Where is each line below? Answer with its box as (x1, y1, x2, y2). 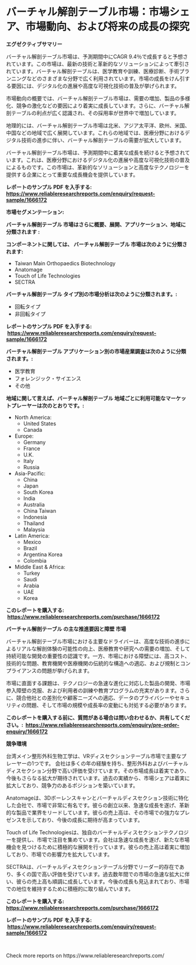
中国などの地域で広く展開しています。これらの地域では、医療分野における (6, 129, 185, 136)
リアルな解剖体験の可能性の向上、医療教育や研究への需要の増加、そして (16, 645, 191, 652)
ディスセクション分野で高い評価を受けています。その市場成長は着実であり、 (6, 767, 190, 774)
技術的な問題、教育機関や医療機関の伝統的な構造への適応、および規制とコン (6, 659, 191, 666)
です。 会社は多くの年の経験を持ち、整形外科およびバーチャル (39, 760, 189, 767)
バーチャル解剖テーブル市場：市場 (6, 5, 170, 19)
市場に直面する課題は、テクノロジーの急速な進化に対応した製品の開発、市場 (6, 679, 191, 686)
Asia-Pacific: (14, 470, 46, 477)
